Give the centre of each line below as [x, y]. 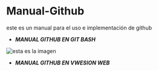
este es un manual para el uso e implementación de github [79, 28]
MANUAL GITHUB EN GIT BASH [55, 39]
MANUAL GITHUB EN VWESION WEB [62, 63]
